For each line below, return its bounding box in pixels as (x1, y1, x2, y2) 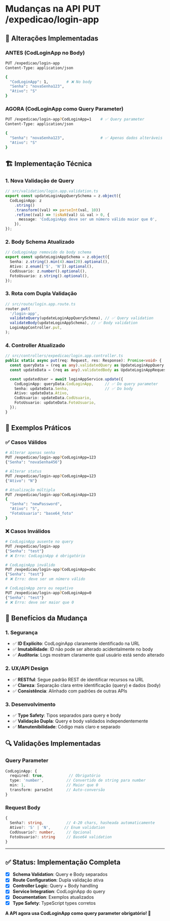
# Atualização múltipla (5, 487, 56, 492)
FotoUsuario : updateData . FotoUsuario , (14, 400, 96, 405)
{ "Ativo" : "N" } (5, 478, 37, 483)
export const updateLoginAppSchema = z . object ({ (5, 254, 110, 260)
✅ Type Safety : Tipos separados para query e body (12, 712, 121, 718)
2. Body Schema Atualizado (5, 239, 75, 246)
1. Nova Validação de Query (5, 177, 74, 184)
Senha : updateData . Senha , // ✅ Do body (14, 386, 133, 391)
